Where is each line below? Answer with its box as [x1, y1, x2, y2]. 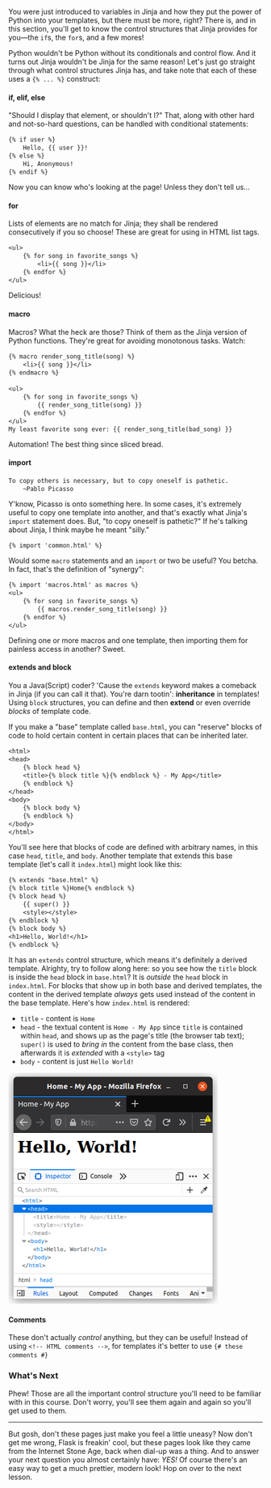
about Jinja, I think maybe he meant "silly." [8, 525, 150, 535]
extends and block [8, 662, 72, 672]
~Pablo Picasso [23, 484, 74, 492]
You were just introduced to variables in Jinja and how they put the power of [8, 7, 262, 16]
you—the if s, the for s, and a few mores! [8, 32, 144, 42]
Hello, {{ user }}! [23, 144, 89, 152]
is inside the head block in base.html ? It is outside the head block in [8, 972, 228, 982]
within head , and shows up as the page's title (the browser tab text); [19, 1031, 244, 1041]
